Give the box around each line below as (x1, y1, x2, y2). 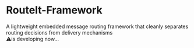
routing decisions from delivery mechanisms (6, 29, 113, 36)
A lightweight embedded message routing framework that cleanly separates (6, 23, 189, 30)
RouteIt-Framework (6, 4, 103, 17)
